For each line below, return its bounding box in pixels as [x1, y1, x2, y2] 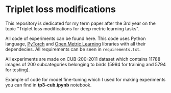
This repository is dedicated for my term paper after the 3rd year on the [5, 20, 156, 26]
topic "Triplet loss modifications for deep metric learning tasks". [5, 25, 139, 31]
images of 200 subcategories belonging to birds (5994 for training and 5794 [5, 61, 166, 67]
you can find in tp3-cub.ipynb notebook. [5, 82, 92, 88]
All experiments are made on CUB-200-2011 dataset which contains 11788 [5, 56, 161, 62]
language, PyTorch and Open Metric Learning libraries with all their [5, 40, 146, 46]
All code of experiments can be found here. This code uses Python [5, 35, 146, 41]
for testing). [5, 67, 30, 73]
